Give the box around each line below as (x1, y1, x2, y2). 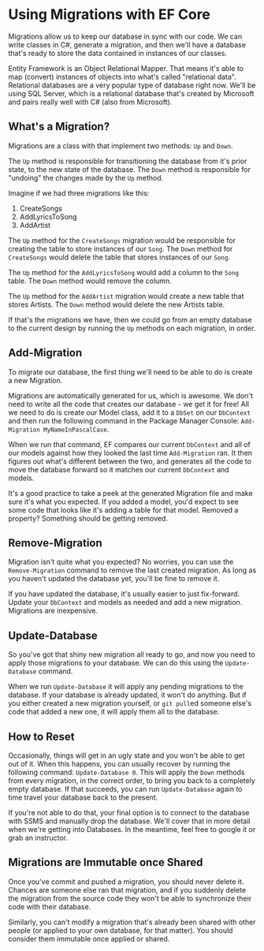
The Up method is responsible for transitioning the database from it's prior (8, 156, 247, 166)
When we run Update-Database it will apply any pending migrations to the (8, 682, 244, 692)
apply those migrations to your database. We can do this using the (8, 658, 224, 668)
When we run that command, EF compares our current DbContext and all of (8, 439, 251, 449)
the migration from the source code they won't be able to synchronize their (8, 893, 252, 903)
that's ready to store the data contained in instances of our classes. (8, 48, 227, 58)
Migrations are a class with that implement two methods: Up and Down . (8, 140, 233, 151)
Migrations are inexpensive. (8, 606, 99, 616)
